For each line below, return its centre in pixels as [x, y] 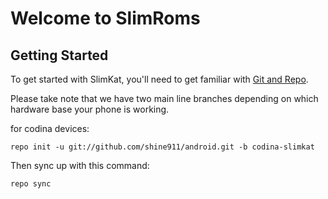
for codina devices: [50, 128]
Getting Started [59, 55]
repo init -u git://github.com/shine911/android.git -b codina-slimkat [162, 147]
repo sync [31, 184]
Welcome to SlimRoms [105, 18]
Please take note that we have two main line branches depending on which [164, 98]
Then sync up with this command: [80, 165]
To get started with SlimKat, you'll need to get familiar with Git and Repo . [159, 79]
